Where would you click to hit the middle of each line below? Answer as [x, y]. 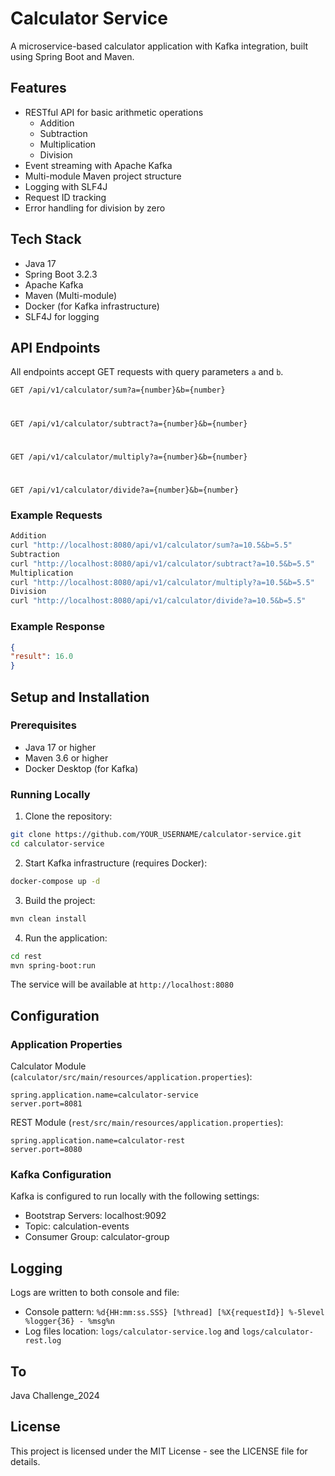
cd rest [26, 956]
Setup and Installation [80, 697]
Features [38, 88]
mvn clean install [48, 918]
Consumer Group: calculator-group [97, 1237]
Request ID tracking [65, 197]
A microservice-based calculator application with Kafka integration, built [159, 46]
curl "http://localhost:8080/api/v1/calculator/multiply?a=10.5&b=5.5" [162, 582]
